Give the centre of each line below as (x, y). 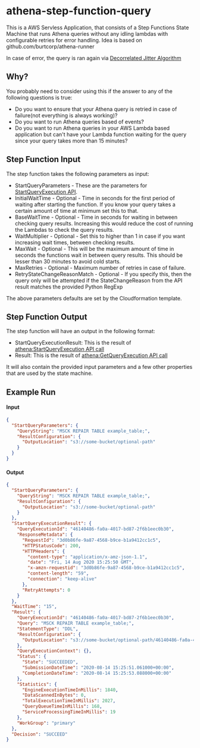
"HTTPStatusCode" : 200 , (51, 546)
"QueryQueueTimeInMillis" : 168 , (62, 707)
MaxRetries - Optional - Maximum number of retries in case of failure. (100, 268)
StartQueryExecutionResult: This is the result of (73, 343)
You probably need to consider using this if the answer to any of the (89, 91)
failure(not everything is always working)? (66, 115)
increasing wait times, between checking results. (75, 242)
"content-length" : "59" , (58, 573)
